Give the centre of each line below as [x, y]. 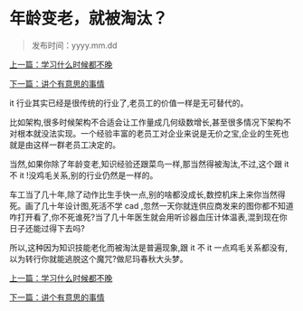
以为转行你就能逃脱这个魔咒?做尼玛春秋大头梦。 [99, 259]
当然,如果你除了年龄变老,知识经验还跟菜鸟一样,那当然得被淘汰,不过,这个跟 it [149, 164]
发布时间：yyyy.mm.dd [74, 45]
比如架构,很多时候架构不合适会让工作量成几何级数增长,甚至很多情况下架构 [147, 122]
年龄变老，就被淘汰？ [89, 19]
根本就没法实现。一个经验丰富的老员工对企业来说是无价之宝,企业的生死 [149, 133]
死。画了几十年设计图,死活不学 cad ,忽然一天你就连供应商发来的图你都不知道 [151, 205]
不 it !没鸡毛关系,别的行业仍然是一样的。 [84, 175]
